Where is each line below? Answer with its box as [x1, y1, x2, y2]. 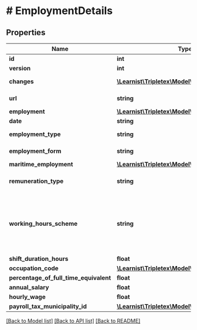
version [9, 64, 31, 72]
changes [9, 77, 34, 86]
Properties [6, 28, 46, 38]
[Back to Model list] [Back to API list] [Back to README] [6, 318, 141, 324]
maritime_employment [9, 160, 73, 168]
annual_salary [9, 283, 49, 291]
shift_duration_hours [9, 255, 69, 263]
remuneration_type [9, 177, 64, 185]
